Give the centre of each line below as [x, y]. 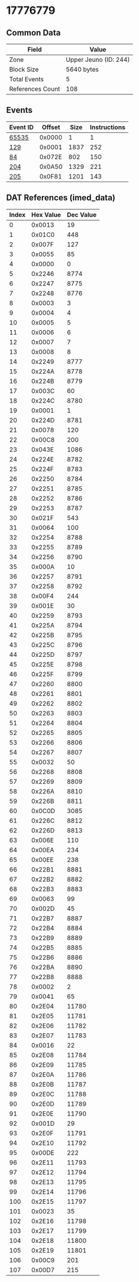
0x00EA [43, 850]
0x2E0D [43, 1103]
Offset [51, 127]
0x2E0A [43, 1075]
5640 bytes [82, 69]
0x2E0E [43, 1114]
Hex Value [46, 215]
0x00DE [43, 1153]
